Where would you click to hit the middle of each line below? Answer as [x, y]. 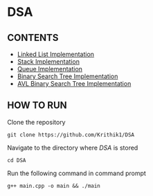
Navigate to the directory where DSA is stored [73, 148]
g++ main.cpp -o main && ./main [54, 186]
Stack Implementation [48, 62]
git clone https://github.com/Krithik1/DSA [71, 135]
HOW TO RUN [37, 106]
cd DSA [17, 160]
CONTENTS [33, 38]
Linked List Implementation [56, 54]
